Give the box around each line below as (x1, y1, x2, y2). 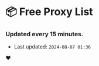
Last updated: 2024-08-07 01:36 (13, 43, 91, 50)
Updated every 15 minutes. (5, 30, 84, 39)
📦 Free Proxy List (5, 5, 93, 19)
